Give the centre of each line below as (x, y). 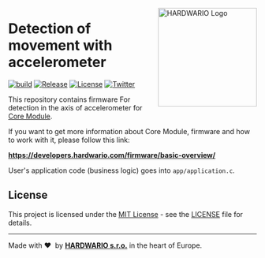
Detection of (50, 29)
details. (20, 222)
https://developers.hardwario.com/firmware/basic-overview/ (112, 155)
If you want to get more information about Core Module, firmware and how (129, 131)
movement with (60, 45)
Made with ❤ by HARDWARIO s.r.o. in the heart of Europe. (105, 245)
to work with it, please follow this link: (69, 140)
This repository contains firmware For (69, 99)
